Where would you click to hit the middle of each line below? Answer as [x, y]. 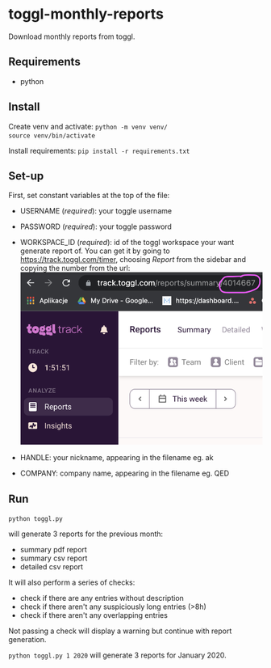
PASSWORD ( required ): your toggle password [96, 226]
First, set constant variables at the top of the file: [89, 196]
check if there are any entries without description [102, 598]
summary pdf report [53, 550]
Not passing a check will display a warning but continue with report [120, 631]
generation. [27, 640]
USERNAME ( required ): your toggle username [96, 211]
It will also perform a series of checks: [72, 582]
